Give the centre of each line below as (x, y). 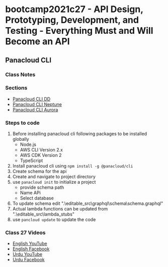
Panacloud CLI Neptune (37, 104)
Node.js (28, 144)
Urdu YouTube (27, 254)
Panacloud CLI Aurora (35, 110)
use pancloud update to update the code (54, 220)
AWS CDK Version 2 (41, 155)
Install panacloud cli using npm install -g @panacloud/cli (73, 166)
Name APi (30, 193)
